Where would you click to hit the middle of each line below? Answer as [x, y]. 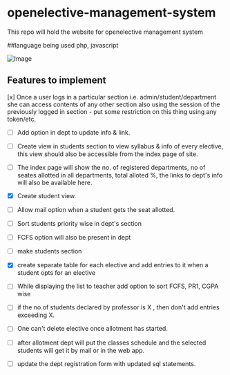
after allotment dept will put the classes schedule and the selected [112, 343]
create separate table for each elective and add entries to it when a [113, 265]
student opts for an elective [56, 273]
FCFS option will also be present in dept [74, 238]
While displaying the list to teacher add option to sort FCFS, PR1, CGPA [118, 286]
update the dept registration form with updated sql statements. [106, 363]
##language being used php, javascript [63, 45]
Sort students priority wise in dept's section [79, 224]
